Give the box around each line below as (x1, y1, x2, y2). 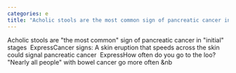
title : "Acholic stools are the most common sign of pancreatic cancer (7, 17, 221, 24)
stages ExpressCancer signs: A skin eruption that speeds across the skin (7, 43, 220, 51)
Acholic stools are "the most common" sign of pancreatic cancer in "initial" (7, 35, 225, 44)
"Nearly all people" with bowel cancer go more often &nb (7, 58, 173, 66)
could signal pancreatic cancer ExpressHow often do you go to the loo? (7, 50, 216, 59)
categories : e (7, 10, 49, 17)
